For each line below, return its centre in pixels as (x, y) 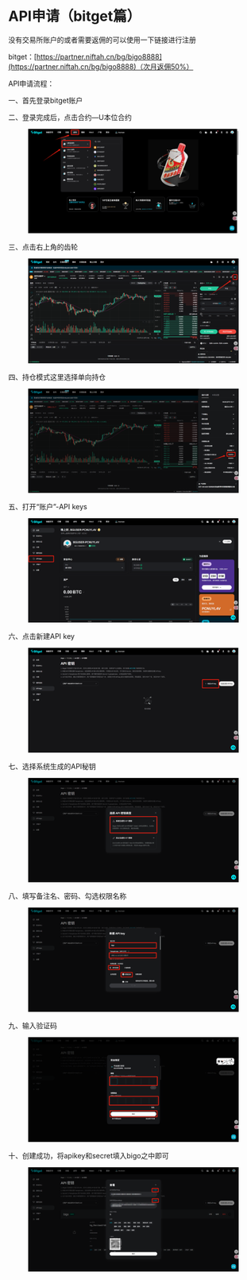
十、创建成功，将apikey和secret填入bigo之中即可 (89, 1155)
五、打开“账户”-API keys (48, 506)
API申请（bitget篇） (75, 16)
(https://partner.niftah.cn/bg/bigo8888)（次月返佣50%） (101, 66)
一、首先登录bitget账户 (46, 100)
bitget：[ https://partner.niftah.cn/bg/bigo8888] (85, 56)
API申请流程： (31, 83)
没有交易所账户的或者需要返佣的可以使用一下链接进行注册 (102, 40)
